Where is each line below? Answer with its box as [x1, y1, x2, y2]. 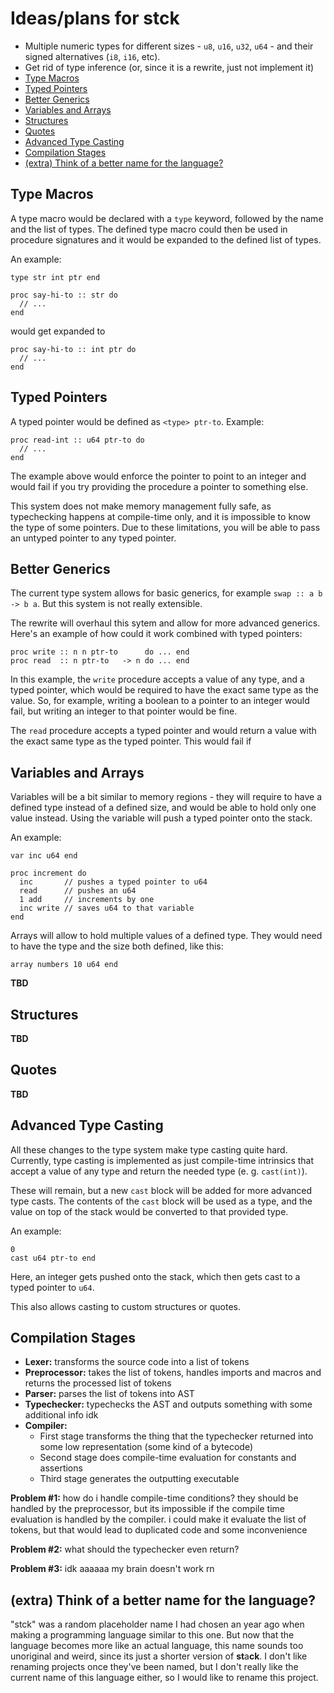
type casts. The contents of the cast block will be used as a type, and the [10, 1195, 313, 1207]
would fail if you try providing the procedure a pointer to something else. [10, 480, 309, 492]
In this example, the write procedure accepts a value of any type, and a [10, 673, 305, 686]
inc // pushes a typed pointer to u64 [19, 877, 208, 887]
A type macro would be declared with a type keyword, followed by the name [10, 212, 324, 224]
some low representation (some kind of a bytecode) [39, 1441, 254, 1453]
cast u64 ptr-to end [10, 1253, 97, 1263]
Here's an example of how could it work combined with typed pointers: [10, 628, 303, 640]
